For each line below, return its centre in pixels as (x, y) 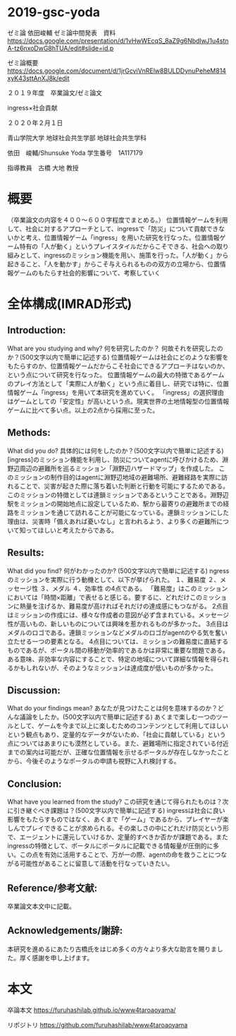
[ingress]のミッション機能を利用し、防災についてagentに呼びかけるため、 (115, 459)
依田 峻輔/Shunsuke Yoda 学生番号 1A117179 (75, 153)
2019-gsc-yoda (54, 12)
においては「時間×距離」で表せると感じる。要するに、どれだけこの (105, 597)
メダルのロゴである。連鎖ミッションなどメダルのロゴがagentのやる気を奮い (117, 632)
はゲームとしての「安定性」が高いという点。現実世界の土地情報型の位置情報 (118, 401)
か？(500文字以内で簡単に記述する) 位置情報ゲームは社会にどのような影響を (118, 357)
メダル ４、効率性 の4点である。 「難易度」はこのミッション (140, 588)
